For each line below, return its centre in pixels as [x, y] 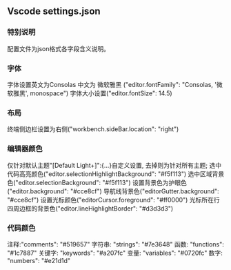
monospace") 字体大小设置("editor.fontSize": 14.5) [101, 93]
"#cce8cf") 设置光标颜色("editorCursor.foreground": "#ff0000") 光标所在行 [113, 200]
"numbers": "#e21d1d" [39, 260]
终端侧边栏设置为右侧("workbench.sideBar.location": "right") [93, 129]
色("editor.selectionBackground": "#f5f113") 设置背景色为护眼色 [97, 182]
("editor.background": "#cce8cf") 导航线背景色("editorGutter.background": [113, 191]
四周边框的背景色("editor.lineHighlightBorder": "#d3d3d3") [90, 208]
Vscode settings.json [54, 11]
